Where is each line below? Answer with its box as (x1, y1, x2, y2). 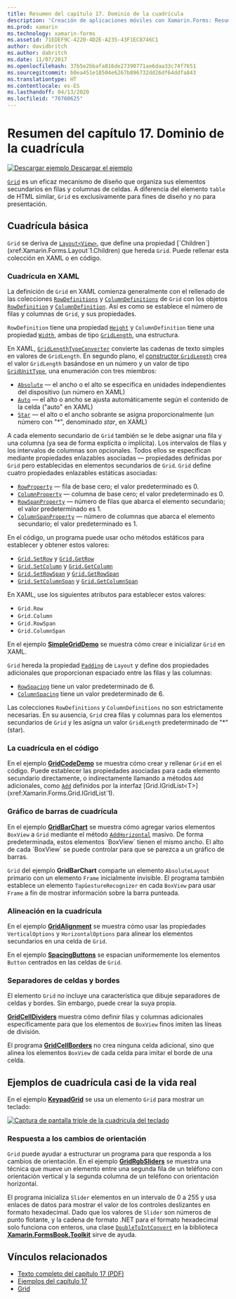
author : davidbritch (7, 43, 68, 50)
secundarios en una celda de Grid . (7, 936, 107, 945)
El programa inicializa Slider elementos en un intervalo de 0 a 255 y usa (7, 1193, 216, 1202)
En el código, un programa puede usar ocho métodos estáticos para (7, 534, 205, 542)
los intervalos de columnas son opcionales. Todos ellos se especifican (7, 446, 211, 455)
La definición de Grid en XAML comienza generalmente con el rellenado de (7, 287, 225, 296)
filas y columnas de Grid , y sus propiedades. (7, 310, 137, 318)
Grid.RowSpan (17, 620, 56, 628)
